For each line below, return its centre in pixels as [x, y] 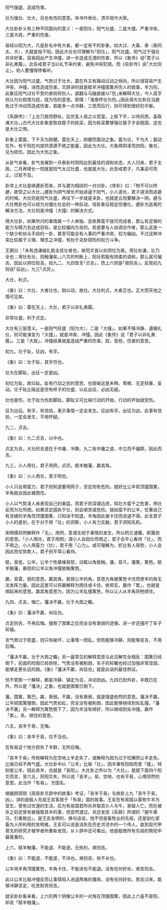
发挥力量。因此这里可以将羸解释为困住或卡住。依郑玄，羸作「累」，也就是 [84, 585]
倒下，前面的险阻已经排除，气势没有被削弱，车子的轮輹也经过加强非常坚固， [83, 663]
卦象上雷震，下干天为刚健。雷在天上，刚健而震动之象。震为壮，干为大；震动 [83, 139]
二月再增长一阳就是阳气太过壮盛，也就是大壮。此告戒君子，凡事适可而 [85, 169]
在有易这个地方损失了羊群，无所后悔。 [44, 747]
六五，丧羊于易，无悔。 [29, 726]
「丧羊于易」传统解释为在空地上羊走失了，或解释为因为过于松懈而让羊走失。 [83, 758]
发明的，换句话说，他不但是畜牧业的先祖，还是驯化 [103, 818]
